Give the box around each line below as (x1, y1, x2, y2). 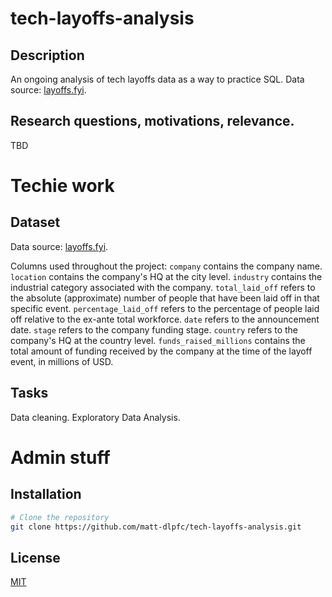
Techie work (10, 175, 115, 197)
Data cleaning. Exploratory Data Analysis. (10, 411, 181, 423)
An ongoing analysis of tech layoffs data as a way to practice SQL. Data (10, 73, 305, 85)
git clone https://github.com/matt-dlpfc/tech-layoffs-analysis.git (10, 522, 302, 532)
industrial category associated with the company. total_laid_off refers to (10, 281, 316, 293)
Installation (10, 486, 82, 503)
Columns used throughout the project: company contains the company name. (10, 260, 323, 272)
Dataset (10, 214, 61, 231)
